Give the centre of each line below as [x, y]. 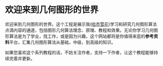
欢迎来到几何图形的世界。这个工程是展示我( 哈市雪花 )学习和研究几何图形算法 [81, 24]
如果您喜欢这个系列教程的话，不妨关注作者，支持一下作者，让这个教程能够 [79, 52]
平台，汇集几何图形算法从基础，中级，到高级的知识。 [62, 42]
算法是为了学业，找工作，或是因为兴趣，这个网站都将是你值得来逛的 [77, 36]
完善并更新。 [22, 58]
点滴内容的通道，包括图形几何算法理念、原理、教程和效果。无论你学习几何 [79, 30]
